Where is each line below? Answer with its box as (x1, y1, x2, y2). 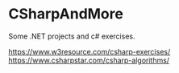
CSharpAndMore (8, 5, 123, 23)
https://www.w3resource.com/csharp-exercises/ (8, 47, 171, 56)
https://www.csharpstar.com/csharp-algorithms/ (8, 55, 170, 65)
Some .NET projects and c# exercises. (8, 31, 135, 41)
